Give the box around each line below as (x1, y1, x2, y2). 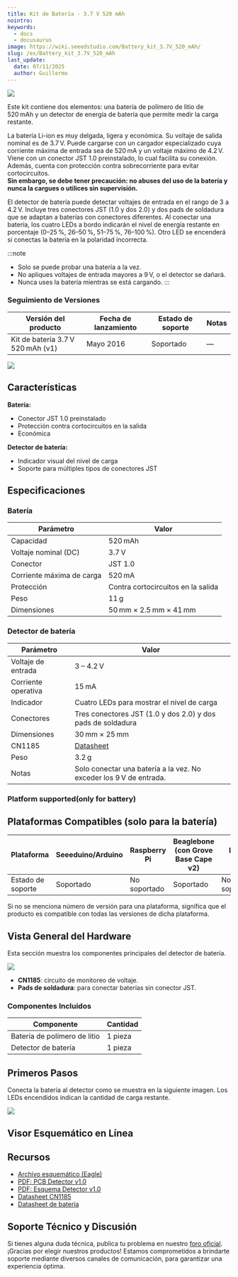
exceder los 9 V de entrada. (74, 773, 166, 783)
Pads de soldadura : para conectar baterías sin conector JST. (17, 984, 197, 992)
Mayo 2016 (86, 339, 125, 348)
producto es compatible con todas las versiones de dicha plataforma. (7, 909, 210, 918)
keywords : (7, 23, 37, 30)
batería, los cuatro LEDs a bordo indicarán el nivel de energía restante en (7, 220, 220, 229)
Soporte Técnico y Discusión (7, 1220, 137, 1232)
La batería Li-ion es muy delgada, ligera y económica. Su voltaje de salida (7, 131, 223, 140)
